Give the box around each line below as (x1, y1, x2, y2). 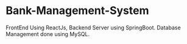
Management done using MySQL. (5, 30, 90, 37)
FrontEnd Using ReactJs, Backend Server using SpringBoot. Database (5, 24, 181, 31)
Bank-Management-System (5, 4, 149, 18)
